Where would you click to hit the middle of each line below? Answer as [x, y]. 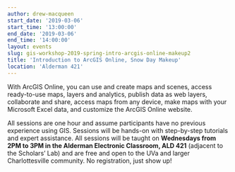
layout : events [30, 47]
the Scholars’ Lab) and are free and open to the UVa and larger [99, 153]
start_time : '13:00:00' [42, 27]
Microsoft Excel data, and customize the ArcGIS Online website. [100, 109]
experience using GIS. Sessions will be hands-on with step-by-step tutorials [117, 130]
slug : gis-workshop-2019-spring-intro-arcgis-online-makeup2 [99, 54]
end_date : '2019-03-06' [42, 34]
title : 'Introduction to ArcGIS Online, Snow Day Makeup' [94, 60]
